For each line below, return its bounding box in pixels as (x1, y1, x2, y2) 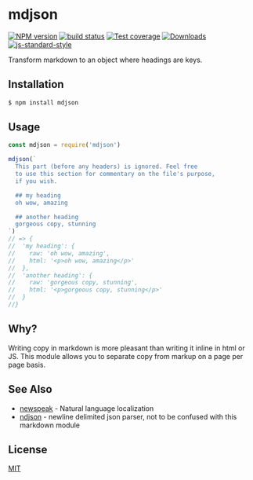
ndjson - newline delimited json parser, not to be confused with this (19, 412, 237, 421)
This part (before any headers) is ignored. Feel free (15, 163, 198, 170)
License (8, 442, 48, 456)
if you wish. (15, 177, 58, 185)
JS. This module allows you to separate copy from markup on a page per (8, 351, 244, 361)
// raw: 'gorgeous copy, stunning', (8, 279, 139, 287)
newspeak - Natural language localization (19, 403, 154, 413)
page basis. (8, 360, 46, 369)
